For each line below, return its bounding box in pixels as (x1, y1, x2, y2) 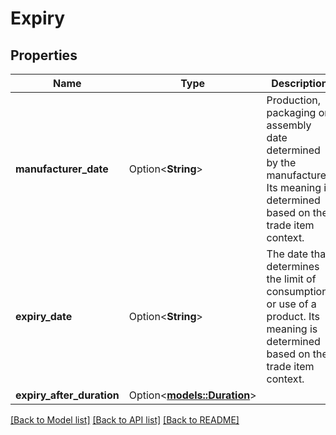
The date (266, 247, 309, 261)
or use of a (266, 297, 317, 311)
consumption (266, 285, 328, 298)
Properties (10, 47, 78, 64)
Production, (266, 93, 322, 107)
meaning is (266, 322, 318, 336)
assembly (266, 118, 312, 132)
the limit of (266, 272, 317, 286)
